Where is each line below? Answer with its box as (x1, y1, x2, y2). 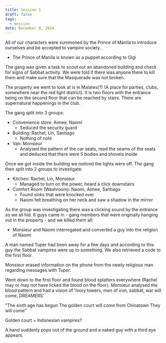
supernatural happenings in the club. (5, 100, 81, 106)
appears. (5, 332, 23, 339)
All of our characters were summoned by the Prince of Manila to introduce (5, 39, 157, 45)
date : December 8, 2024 (5, 26, 55, 31)
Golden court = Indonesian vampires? (5, 317, 82, 324)
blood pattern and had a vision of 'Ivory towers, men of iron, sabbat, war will (5, 287, 162, 294)
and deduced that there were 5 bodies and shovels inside (19, 151, 138, 157)
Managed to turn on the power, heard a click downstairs (19, 181, 135, 187)
